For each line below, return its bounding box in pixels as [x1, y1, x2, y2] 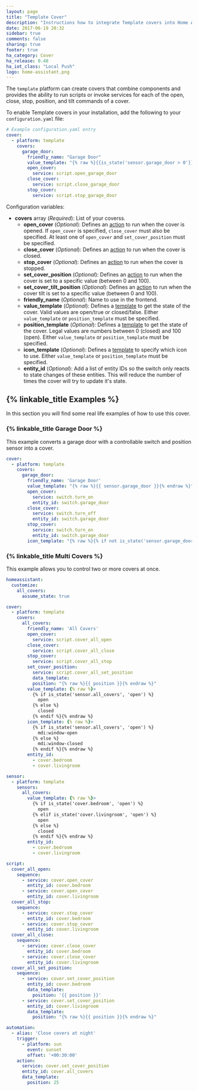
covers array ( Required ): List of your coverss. [14, 215, 126, 222]
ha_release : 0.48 [6, 58, 49, 64]
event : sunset [27, 1047, 62, 1053]
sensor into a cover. [6, 444, 54, 451]
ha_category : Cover [6, 52, 54, 58]
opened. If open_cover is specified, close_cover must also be [23, 227, 170, 234]
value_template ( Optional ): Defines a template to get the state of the [23, 302, 190, 309]
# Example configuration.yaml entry [6, 127, 96, 133]
